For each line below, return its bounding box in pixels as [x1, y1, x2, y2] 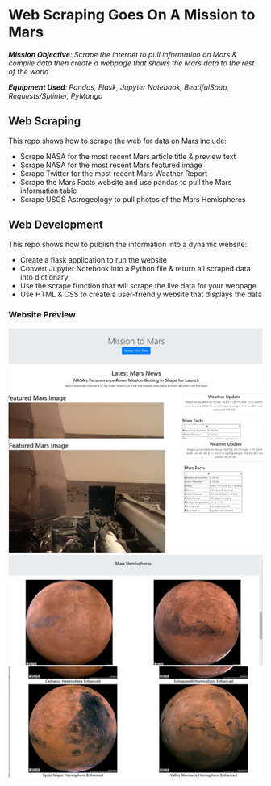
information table [19, 186, 77, 195]
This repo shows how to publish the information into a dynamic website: [8, 239, 248, 249]
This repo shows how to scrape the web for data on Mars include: [8, 136, 227, 145]
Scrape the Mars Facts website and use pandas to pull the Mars [19, 177, 232, 187]
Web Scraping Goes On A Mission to [8, 6, 256, 24]
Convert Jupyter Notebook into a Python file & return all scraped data [19, 263, 252, 273]
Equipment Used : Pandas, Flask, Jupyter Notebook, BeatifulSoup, [8, 82, 230, 92]
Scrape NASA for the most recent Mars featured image [19, 160, 203, 170]
